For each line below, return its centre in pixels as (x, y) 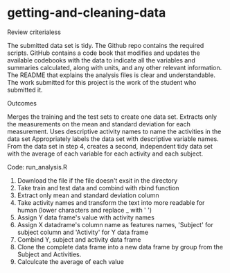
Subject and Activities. (49, 254)
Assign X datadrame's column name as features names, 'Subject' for (115, 224)
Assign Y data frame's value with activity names (86, 217)
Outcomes (22, 103)
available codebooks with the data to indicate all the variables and (101, 60)
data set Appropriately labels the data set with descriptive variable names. (113, 139)
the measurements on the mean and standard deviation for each (99, 124)
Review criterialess (34, 32)
